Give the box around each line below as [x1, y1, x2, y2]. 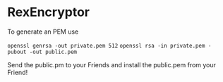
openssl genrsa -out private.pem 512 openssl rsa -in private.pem [7, 42, 205, 49]
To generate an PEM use [7, 27, 79, 36]
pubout [7, 48, 27, 55]
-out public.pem [29, 48, 78, 55]
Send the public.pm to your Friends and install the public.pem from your [7, 60, 217, 69]
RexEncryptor [7, 4, 90, 20]
